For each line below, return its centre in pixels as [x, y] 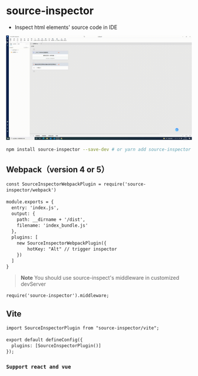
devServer [33, 284]
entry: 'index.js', [35, 208]
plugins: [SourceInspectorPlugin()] [56, 346]
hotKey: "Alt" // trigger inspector [72, 249]
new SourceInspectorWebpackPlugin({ [62, 243]
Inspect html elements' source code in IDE [66, 27]
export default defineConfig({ [44, 340]
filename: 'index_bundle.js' [52, 225]
